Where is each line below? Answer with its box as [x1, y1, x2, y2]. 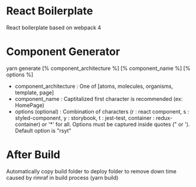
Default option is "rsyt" [14, 127, 72, 134]
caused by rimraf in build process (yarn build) [6, 174, 119, 181]
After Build [6, 148, 61, 162]
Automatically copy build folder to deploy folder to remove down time [6, 167, 177, 174]
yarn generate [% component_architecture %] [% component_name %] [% [6, 65, 191, 72]
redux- [155, 114, 173, 121]
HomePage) [14, 102, 45, 109]
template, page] [14, 88, 54, 96]
